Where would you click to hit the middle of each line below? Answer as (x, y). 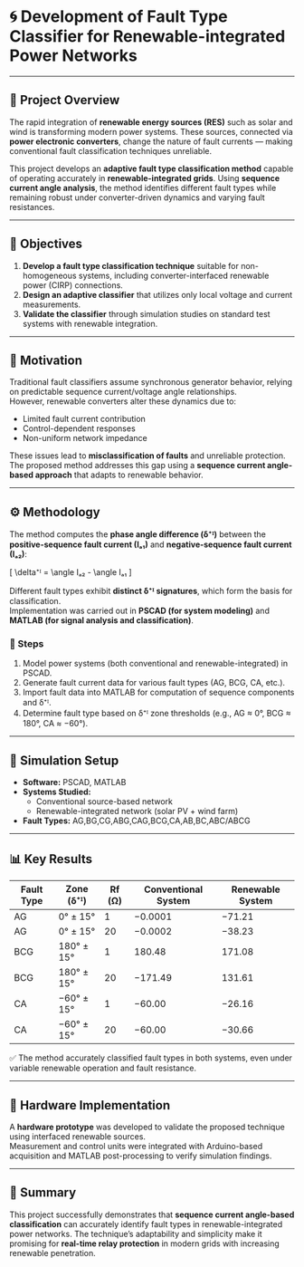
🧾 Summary (43, 1193)
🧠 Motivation (46, 360)
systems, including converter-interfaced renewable (174, 275)
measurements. (52, 304)
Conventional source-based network (104, 801)
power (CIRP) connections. (73, 285)
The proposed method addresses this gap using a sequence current (138, 466)
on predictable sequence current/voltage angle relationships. (123, 392)
